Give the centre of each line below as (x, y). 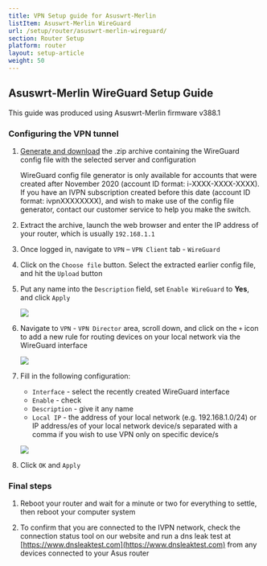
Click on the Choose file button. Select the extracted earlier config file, (138, 264)
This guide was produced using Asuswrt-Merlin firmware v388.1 (115, 113)
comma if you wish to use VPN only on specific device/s (125, 434)
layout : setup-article (46, 53)
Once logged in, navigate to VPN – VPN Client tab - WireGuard (120, 249)
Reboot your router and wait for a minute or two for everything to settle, (138, 503)
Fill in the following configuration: (75, 376)
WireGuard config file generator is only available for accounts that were (138, 175)
